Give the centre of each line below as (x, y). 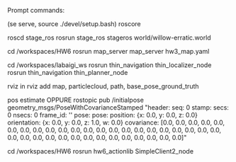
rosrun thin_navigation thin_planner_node (68, 73)
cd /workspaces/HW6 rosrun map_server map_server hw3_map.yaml (108, 51)
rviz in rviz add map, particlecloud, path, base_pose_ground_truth (103, 86)
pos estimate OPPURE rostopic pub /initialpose (75, 100)
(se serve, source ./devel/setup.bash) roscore (74, 24)
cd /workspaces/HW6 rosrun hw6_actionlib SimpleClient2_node (100, 151)
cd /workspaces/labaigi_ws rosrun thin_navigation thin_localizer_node (109, 65)
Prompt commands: (36, 10)
